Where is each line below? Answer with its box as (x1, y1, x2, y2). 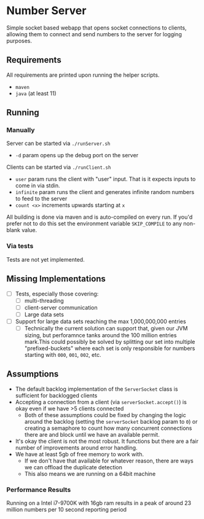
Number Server (6, 4, 87, 18)
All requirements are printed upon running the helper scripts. (6, 71, 160, 79)
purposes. (6, 37, 33, 44)
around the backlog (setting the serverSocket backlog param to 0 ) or (24, 418, 198, 425)
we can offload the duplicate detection (24, 463, 123, 470)
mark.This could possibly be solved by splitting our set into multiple (24, 338, 195, 345)
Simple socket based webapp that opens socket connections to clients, (6, 24, 187, 31)
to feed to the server (15, 195, 68, 203)
